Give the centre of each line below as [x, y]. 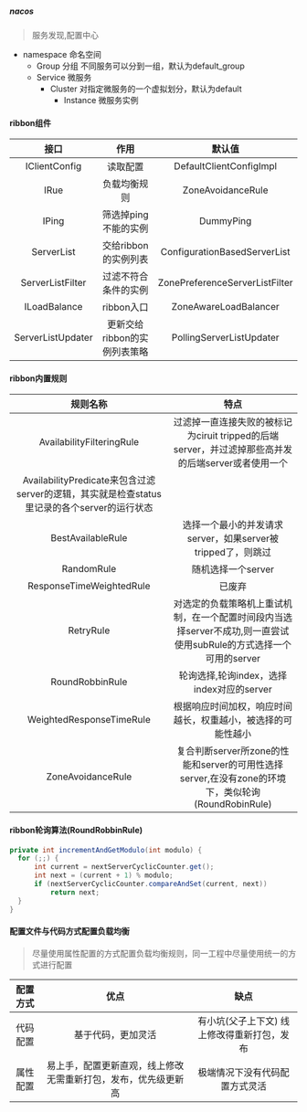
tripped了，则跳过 [233, 553]
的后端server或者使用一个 [233, 463]
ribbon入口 [125, 307]
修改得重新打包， [243, 1034]
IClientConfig [53, 166]
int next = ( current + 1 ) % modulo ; [103, 875]
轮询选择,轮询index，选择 [233, 676]
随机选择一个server [233, 569]
